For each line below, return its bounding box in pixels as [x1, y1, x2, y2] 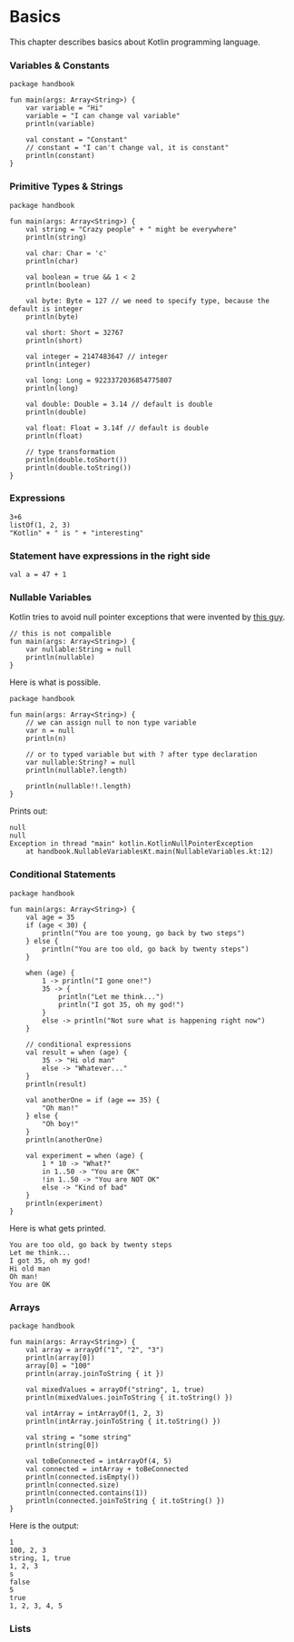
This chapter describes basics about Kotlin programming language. [9, 36, 261, 47]
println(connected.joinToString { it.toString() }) [25, 1497, 225, 1506]
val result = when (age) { [25, 1047, 128, 1057]
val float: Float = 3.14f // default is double [25, 423, 209, 432]
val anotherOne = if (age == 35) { [25, 1095, 161, 1104]
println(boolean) [25, 280, 92, 290]
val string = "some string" [25, 1433, 132, 1442]
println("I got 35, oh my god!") [57, 1000, 184, 1009]
